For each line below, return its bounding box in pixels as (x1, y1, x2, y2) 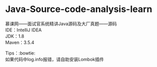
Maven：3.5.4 (5, 39, 34, 45)
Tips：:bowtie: (5, 50, 35, 56)
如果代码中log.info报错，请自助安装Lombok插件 (5, 56, 104, 62)
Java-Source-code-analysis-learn (5, 3, 152, 15)
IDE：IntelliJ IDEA (5, 26, 42, 33)
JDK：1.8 (5, 33, 24, 39)
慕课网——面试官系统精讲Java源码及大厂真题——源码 (5, 20, 117, 26)
